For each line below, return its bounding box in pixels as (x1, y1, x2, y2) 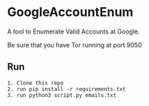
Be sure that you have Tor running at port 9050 (7, 40, 142, 49)
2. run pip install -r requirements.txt (7, 85, 127, 93)
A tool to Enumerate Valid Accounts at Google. (7, 27, 141, 36)
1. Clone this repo (7, 79, 64, 86)
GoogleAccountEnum (7, 4, 134, 20)
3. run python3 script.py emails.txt (7, 91, 117, 98)
